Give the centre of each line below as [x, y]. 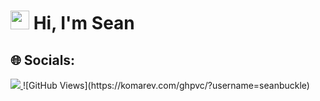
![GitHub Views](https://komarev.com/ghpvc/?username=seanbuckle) [166, 85]
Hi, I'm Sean [84, 23]
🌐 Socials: [43, 60]
